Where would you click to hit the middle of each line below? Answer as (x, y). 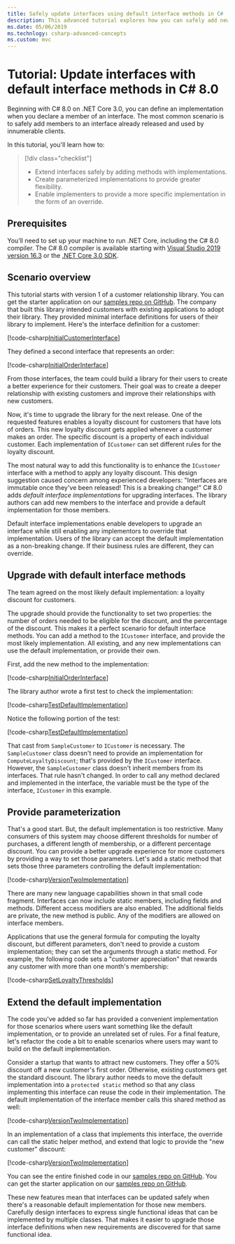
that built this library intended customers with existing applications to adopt (116, 309)
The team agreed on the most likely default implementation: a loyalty (106, 592)
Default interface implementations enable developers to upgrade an (105, 524)
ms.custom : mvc (29, 40)
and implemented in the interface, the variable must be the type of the (108, 783)
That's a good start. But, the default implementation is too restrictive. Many (115, 829)
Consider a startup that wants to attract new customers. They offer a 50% (114, 1062)
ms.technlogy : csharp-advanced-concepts (67, 33)
